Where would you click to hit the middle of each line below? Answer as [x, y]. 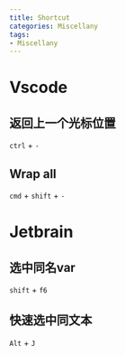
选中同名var [43, 267]
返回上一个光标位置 [62, 123]
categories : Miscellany [54, 26]
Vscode [39, 88]
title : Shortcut [40, 18]
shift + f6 [28, 290]
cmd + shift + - [37, 196]
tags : [19, 34]
